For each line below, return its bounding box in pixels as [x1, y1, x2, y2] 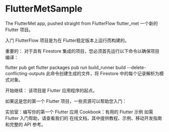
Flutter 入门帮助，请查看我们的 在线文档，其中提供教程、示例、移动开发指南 [5, 115, 162, 121]
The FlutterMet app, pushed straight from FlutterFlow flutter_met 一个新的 [5, 20, 158, 26]
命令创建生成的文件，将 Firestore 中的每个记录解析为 [50, 70, 159, 76]
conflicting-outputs [5, 70, 45, 76]
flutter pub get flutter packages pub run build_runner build [5, 64, 126, 71]
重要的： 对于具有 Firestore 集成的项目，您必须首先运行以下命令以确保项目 [5, 48, 160, 54]
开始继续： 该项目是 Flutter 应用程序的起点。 [5, 87, 98, 93]
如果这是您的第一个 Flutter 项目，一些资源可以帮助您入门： [5, 98, 127, 104]
